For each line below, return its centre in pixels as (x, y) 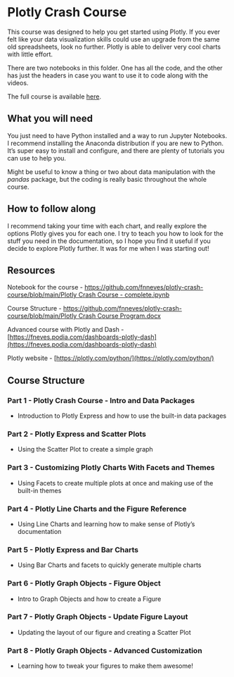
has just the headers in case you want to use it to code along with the (108, 75)
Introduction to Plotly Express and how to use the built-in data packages (122, 416)
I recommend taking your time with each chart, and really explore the (107, 225)
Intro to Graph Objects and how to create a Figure (89, 599)
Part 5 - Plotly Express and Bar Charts (73, 549)
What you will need (50, 119)
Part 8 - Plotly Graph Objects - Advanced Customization (105, 650)
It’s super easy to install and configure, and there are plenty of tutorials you (116, 150)
